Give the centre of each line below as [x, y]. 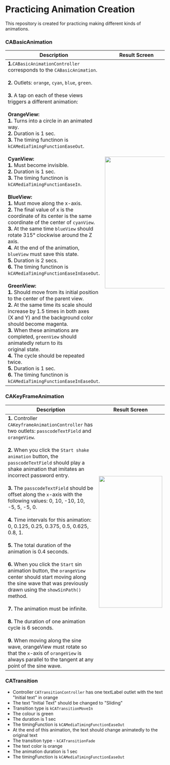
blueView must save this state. [43, 254]
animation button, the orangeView [47, 570]
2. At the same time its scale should [50, 305]
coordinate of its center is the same [50, 216]
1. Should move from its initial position [53, 292]
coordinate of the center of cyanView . [51, 222]
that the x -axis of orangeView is [45, 653]
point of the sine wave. [35, 665]
